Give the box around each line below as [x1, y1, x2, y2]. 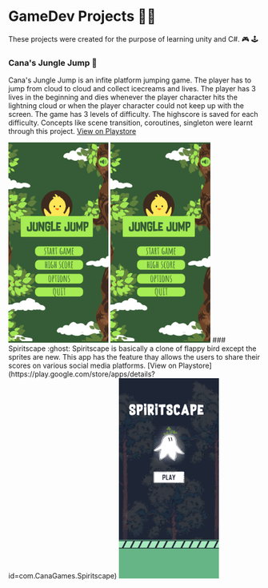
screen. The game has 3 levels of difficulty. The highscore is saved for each [8, 110, 258, 119]
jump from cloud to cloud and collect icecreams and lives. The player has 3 [8, 84, 256, 94]
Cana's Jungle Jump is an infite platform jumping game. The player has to [8, 75, 252, 85]
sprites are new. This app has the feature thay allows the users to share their [8, 352, 260, 362]
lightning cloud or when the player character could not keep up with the [8, 101, 244, 111]
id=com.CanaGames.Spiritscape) [8, 571, 118, 581]
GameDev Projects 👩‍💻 [8, 7, 157, 26]
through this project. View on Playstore [8, 127, 137, 136]
